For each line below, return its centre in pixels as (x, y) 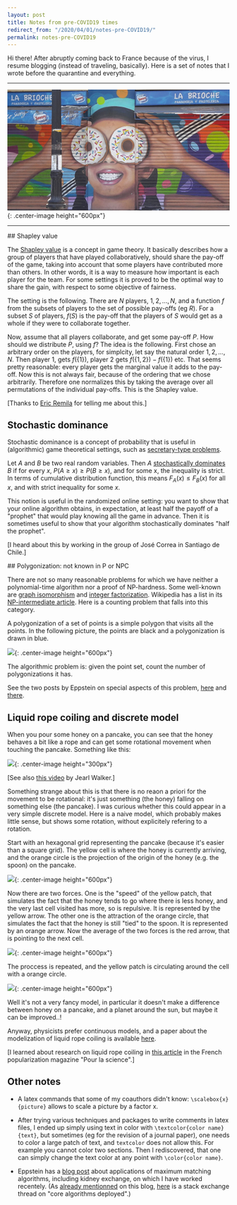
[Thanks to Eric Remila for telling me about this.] (77, 403)
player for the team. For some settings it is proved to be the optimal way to (115, 280)
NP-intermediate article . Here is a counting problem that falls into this (108, 602)
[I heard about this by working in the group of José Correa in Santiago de (114, 545)
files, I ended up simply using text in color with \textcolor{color (111, 1127)
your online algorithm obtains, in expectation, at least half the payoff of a (113, 509)
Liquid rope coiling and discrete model (93, 718)
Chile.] (17, 552)
